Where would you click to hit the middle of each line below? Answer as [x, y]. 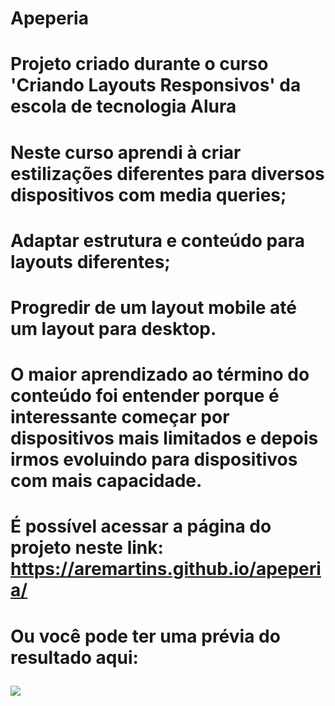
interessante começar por [120, 417]
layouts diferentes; [90, 261]
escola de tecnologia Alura [123, 106]
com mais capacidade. [106, 481]
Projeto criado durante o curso [139, 64]
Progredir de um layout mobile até [153, 307]
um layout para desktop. [113, 328]
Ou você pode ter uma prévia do [145, 636]
